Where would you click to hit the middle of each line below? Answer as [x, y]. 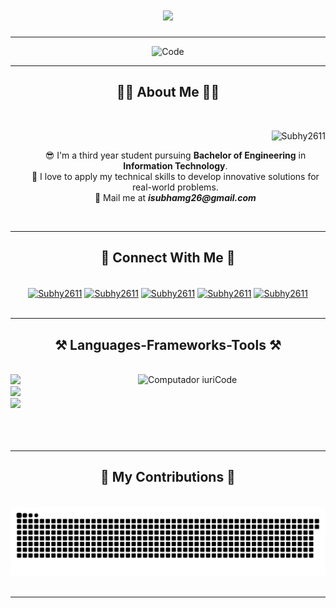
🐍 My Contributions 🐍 [168, 477]
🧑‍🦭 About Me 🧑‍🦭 [168, 92]
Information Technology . [175, 165]
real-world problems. [175, 187]
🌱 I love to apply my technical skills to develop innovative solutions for [175, 176]
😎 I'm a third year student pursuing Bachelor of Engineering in [175, 155]
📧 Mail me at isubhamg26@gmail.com [175, 197]
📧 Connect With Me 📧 [168, 258]
